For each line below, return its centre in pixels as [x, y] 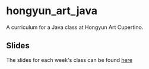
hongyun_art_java [52, 11]
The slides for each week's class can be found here [69, 60]
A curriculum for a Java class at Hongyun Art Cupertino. [75, 27]
